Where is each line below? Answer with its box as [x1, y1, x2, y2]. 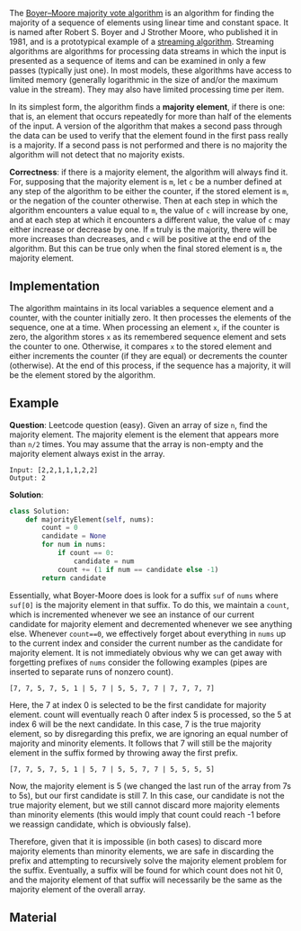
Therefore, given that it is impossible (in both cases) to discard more [9, 836, 262, 846]
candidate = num [73, 557, 135, 566]
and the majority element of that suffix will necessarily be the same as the [9, 874, 283, 885]
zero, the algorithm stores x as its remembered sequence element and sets [9, 331, 287, 342]
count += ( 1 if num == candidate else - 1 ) [57, 565, 219, 574]
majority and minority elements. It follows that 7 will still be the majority [9, 738, 272, 748]
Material [9, 909, 57, 925]
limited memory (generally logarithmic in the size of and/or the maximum [9, 75, 279, 85]
